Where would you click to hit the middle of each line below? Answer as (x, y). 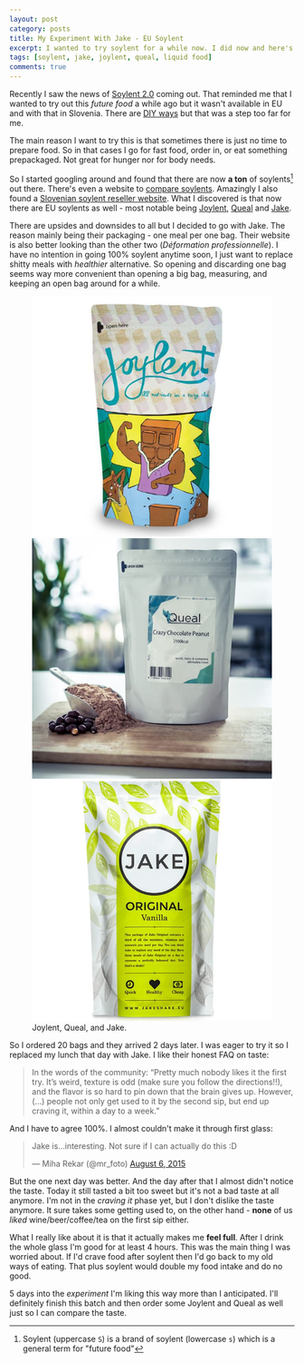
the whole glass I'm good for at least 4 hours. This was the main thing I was (150, 1247)
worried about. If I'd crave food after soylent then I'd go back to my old (141, 1256)
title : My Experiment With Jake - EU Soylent (96, 38)
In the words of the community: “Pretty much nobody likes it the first (159, 1072)
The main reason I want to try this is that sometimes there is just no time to (148, 140)
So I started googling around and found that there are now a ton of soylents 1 (152, 178)
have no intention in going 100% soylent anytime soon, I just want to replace (152, 254)
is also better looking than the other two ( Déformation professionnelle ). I (144, 244)
